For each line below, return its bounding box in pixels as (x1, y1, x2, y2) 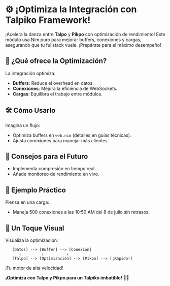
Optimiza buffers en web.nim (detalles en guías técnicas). (12, 132, 131, 138)
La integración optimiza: (5, 70, 56, 76)
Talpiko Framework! (5, 14, 91, 26)
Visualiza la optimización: (5, 237, 58, 243)
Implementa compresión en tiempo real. (12, 166, 96, 172)
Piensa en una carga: (5, 199, 50, 205)
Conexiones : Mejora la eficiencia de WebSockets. (12, 85, 118, 91)
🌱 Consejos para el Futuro (5, 152, 88, 161)
